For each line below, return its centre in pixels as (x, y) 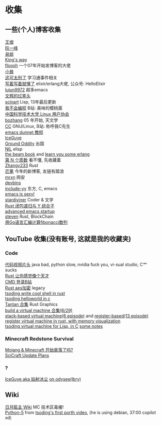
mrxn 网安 (15, 177)
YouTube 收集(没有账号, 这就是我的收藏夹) (68, 239)
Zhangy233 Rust (22, 165)
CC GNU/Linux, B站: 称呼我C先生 (38, 126)
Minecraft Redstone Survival (39, 338)
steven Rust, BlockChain (29, 216)
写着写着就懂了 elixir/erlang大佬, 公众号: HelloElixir (55, 84)
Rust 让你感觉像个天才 (27, 276)
